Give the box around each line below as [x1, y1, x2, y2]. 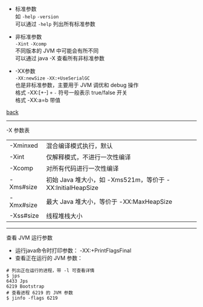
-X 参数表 [6, 127, 30, 134]
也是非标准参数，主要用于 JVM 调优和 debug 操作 [14, 81, 139, 89]
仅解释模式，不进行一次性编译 [46, 153, 131, 161]
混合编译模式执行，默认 [46, 142, 113, 150]
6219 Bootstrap [6, 283, 45, 290]
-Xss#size [9, 212, 39, 220]
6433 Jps [6, 278, 28, 284]
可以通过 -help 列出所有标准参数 [14, 21, 95, 27]
